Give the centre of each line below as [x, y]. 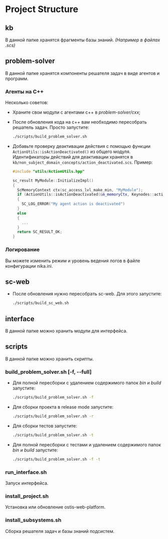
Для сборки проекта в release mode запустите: [63, 407]
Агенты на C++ [25, 92]
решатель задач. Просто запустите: [51, 127]
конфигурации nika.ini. [29, 266]
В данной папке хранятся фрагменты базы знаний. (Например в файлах [83, 40]
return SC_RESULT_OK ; [40, 232]
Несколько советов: [27, 103]
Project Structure [42, 9]
